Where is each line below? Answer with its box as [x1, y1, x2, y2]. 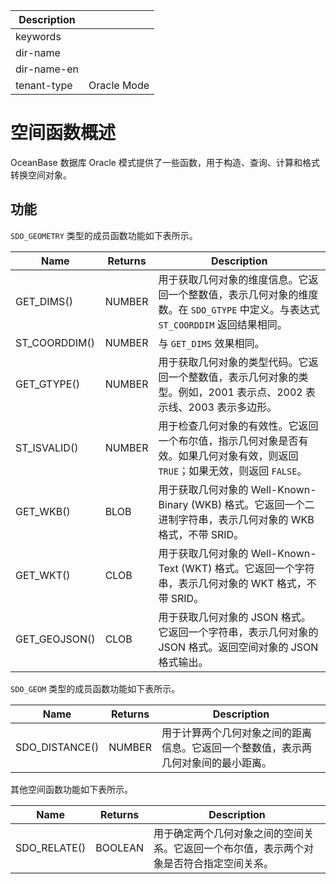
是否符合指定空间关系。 [163, 856, 275, 870]
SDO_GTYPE [190, 304, 238, 316]
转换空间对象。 [10, 169, 72, 181]
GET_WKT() [15, 568, 71, 582]
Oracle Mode [88, 79, 150, 92]
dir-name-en [15, 62, 80, 76]
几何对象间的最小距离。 [161, 755, 272, 769]
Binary [158, 497, 189, 511]
